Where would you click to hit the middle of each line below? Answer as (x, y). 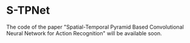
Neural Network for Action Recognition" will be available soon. (84, 33)
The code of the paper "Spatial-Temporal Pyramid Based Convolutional (95, 27)
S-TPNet (28, 10)
